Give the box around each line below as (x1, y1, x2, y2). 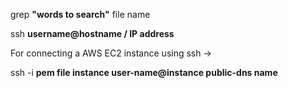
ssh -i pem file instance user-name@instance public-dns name (10, 67, 278, 78)
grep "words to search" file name (10, 9, 151, 20)
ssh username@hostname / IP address (10, 28, 175, 39)
